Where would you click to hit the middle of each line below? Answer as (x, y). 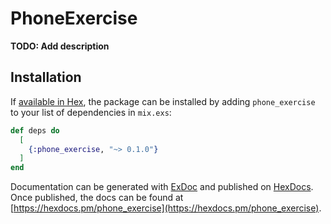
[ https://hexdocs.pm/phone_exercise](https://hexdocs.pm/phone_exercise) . (166, 208)
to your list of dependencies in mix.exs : (91, 112)
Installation (46, 77)
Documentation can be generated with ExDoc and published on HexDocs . (162, 187)
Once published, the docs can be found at (97, 198)
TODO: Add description (60, 46)
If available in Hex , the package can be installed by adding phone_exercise (163, 101)
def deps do (35, 130)
